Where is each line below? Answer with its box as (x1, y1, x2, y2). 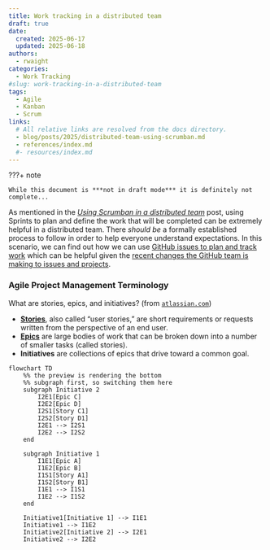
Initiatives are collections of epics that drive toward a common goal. (20, 348, 250, 358)
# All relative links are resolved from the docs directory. (15, 125, 228, 133)
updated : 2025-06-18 (15, 42, 85, 50)
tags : (8, 87, 27, 96)
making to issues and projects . (8, 260, 111, 269)
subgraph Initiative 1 (23, 449, 100, 458)
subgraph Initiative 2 (23, 386, 100, 394)
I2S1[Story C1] (37, 407, 89, 415)
